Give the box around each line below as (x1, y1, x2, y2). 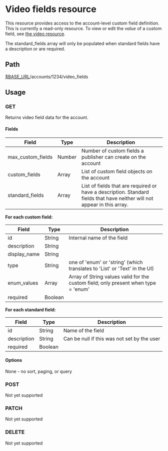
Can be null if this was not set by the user (63, 335, 160, 342)
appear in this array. (81, 201, 128, 208)
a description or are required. (5, 46, 65, 52)
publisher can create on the (81, 153, 146, 160)
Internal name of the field (68, 234, 128, 241)
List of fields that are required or (81, 182, 157, 189)
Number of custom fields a (81, 147, 144, 154)
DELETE (5, 428, 25, 435)
